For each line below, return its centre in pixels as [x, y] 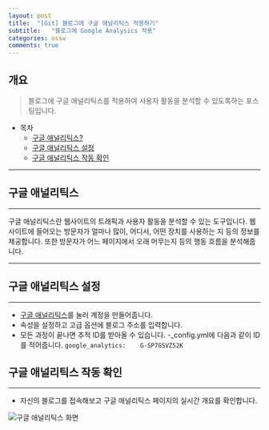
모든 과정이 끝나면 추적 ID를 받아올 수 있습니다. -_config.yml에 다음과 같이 [136, 335]
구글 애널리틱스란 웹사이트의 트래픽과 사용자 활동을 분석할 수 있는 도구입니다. [128, 221]
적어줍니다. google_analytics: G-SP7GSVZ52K [106, 344]
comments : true [34, 46]
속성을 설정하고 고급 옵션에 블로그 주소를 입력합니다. [101, 324]
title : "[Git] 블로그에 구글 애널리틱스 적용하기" [84, 23]
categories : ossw [37, 38]
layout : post [30, 16]
